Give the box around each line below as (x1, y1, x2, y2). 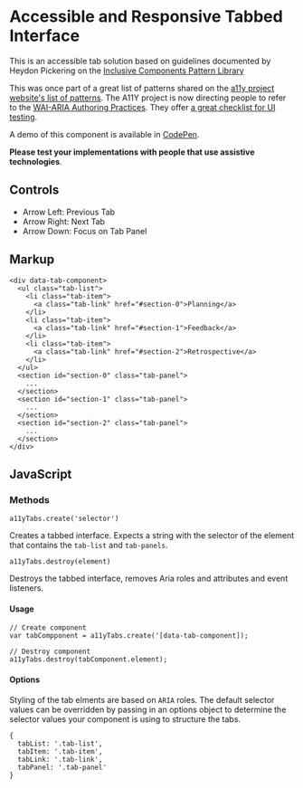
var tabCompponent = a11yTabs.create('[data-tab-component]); (9, 631, 249, 641)
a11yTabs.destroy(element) (9, 557, 111, 566)
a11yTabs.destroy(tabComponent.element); (9, 655, 168, 664)
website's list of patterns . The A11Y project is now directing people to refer (9, 92, 287, 103)
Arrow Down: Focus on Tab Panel (22, 225, 147, 236)
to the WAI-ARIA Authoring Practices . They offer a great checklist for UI (9, 101, 276, 112)
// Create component (9, 623, 88, 632)
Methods (9, 493, 50, 506)
